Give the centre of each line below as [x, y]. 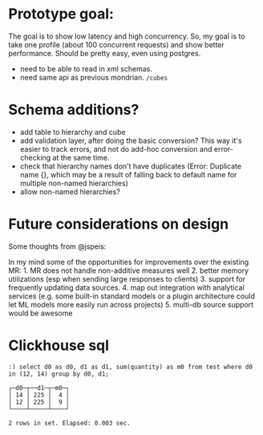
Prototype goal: [61, 14]
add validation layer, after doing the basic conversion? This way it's [131, 140]
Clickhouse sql [59, 345]
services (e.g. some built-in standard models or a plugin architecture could [131, 296]
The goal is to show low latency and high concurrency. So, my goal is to [127, 36]
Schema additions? [74, 110]
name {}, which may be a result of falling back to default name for [128, 174]
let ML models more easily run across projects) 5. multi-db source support [131, 304]
